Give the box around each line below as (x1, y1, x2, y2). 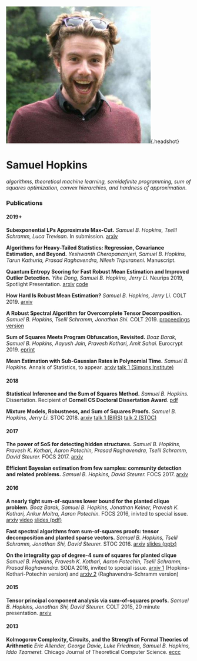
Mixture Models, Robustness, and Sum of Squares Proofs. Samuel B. (6, 408, 176, 415)
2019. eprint (6, 346, 35, 353)
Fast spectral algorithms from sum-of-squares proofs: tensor (6, 527, 159, 534)
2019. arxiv (6, 298, 33, 305)
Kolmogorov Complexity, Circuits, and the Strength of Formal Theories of (6, 636, 189, 643)
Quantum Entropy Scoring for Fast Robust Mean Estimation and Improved (6, 268, 189, 275)
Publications (6, 198, 43, 207)
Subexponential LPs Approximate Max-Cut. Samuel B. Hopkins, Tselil (6, 227, 178, 234)
